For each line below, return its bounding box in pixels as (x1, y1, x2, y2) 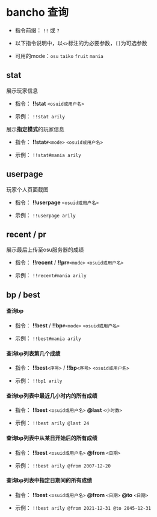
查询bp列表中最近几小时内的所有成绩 (6, 392, 97, 399)
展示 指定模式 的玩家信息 (6, 125, 64, 133)
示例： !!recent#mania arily (14, 272, 87, 279)
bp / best (6, 289, 40, 300)
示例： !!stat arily (14, 112, 65, 120)
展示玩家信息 (6, 87, 38, 94)
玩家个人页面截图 (6, 185, 49, 193)
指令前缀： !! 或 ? (14, 27, 60, 34)
